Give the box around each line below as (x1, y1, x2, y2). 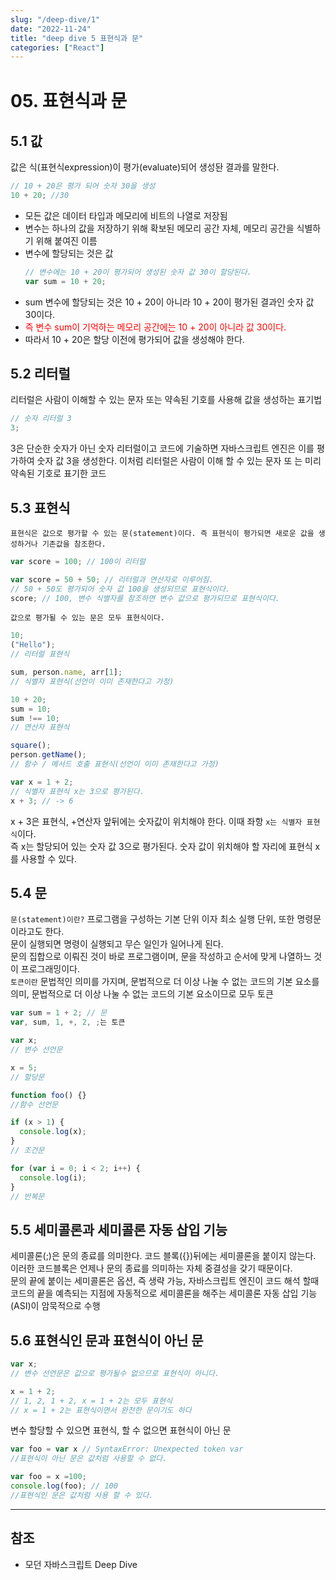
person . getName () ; (10, 750, 87, 760)
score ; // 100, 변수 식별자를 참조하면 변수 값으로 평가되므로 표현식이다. (10, 593, 281, 603)
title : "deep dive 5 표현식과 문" (10, 33, 144, 43)
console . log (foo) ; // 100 (10, 1481, 118, 1491)
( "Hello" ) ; (10, 640, 56, 650)
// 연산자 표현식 (10, 722, 70, 733)
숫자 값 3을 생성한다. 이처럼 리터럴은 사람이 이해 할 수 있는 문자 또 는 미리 (36, 455, 322, 467)
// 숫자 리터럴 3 (10, 414, 72, 424)
